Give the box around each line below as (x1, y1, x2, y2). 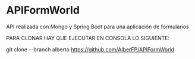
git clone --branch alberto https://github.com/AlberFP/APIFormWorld (6, 45, 175, 53)
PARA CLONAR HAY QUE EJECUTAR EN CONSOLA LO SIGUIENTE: (6, 34, 170, 41)
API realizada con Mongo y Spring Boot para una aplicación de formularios (6, 23, 189, 30)
